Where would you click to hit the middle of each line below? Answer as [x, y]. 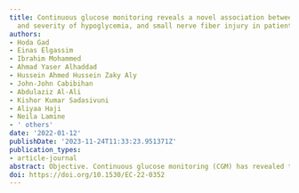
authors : [25, 34]
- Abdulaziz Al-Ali [45, 92]
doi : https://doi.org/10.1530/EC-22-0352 [87, 174]
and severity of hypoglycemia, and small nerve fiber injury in [139, 26]
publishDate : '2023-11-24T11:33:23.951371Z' [93, 141]
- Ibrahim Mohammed [45, 59]
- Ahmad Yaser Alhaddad [53, 68]
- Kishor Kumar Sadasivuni [59, 100]
